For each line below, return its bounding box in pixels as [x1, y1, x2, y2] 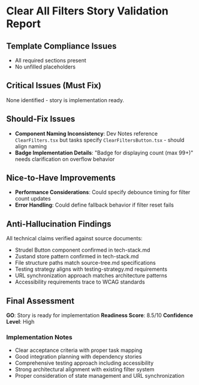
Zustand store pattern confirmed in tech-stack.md [14, 253, 139, 260]
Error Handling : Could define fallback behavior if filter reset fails [14, 201, 174, 208]
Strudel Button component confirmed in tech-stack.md [14, 246, 150, 253]
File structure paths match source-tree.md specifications [14, 259, 156, 267]
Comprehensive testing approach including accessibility [14, 359, 154, 367]
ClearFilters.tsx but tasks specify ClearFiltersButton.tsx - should [14, 136, 185, 144]
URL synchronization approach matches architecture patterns [14, 272, 168, 279]
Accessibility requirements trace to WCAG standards [14, 278, 145, 286]
